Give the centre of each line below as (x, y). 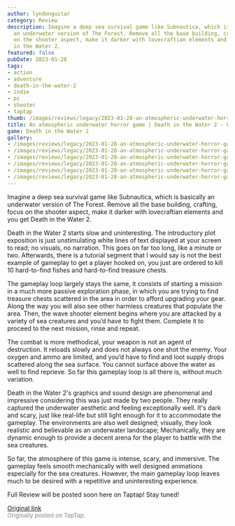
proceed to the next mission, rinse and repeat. (74, 328)
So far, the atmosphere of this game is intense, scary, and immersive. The (113, 458)
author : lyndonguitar (39, 14)
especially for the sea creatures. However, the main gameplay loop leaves (114, 473)
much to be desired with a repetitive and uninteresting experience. (103, 480)
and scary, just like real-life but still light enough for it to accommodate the (114, 415)
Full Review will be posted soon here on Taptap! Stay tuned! (93, 494)
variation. (21, 379)
